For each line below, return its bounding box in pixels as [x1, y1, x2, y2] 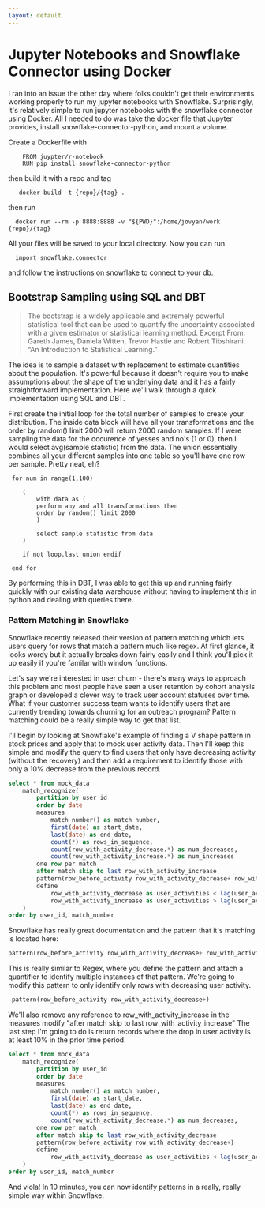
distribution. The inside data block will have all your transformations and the [8, 418, 255, 427]
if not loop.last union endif [22, 550, 122, 559]
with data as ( [36, 495, 87, 504]
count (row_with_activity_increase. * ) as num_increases [50, 853, 235, 861]
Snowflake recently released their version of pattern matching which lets [8, 632, 244, 642]
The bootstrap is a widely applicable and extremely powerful [27, 311, 225, 321]
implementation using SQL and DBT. [8, 394, 125, 403]
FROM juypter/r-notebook [22, 152, 104, 160]
